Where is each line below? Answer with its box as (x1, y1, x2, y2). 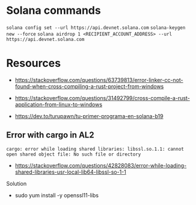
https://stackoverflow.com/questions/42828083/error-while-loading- (14, 162, 187, 169)
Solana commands (6, 4, 101, 17)
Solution (6, 180, 27, 187)
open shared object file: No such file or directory (6, 151, 141, 157)
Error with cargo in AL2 (6, 130, 94, 140)
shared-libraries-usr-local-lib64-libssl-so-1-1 (14, 168, 126, 175)
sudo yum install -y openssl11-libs (14, 191, 99, 199)
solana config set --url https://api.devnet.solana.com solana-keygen (6, 25, 186, 31)
